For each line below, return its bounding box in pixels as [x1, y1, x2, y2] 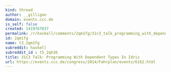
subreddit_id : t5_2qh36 [5, 50, 58, 55]
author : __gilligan [5, 12, 47, 17]
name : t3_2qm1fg [5, 41, 40, 46]
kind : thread [5, 7, 33, 13]
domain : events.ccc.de [5, 17, 53, 22]
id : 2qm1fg [5, 36, 28, 41]
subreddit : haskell [5, 45, 47, 50]
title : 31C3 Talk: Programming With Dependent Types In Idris [5, 54, 140, 60]
